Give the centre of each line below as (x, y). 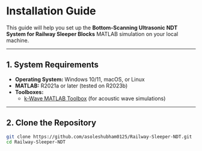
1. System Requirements (53, 65)
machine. (18, 40)
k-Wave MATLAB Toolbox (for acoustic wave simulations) (95, 98)
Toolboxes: (29, 92)
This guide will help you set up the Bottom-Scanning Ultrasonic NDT (92, 28)
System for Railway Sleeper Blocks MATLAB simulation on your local (92, 34)
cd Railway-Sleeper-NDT (36, 142)
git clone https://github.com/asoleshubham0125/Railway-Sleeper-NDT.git (99, 137)
